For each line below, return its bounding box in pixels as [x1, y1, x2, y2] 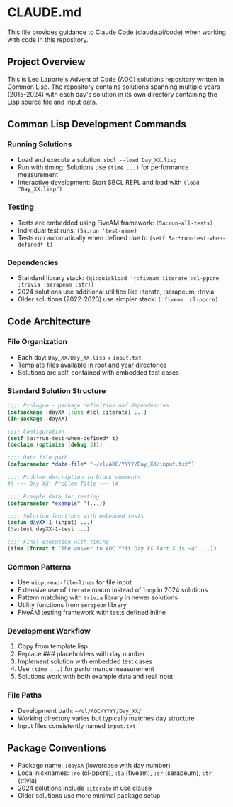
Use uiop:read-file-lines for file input [17, 578, 132, 587]
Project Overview [7, 56, 86, 68]
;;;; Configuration [7, 428, 65, 435]
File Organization [7, 337, 67, 347]
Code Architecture [7, 316, 91, 328]
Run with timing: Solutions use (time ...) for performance [17, 163, 189, 171]
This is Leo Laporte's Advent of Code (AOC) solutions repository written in [7, 75, 225, 83]
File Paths [7, 690, 42, 700]
